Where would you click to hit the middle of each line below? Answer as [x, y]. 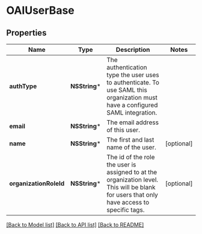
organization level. [132, 180]
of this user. [123, 130]
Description [133, 50]
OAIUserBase [41, 11]
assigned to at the [132, 172]
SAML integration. [132, 112]
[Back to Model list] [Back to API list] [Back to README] [75, 225]
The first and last [130, 140]
